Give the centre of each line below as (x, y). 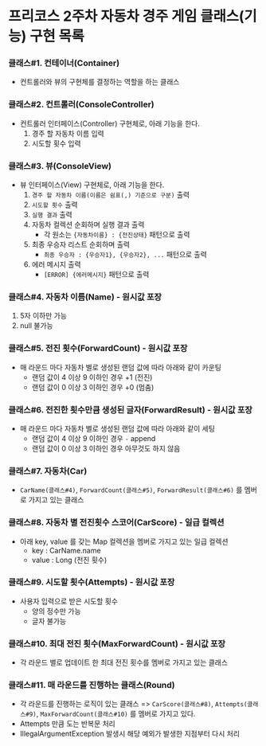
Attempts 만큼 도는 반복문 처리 (67, 724)
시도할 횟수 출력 (55, 205)
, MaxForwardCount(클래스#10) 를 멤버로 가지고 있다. (116, 714)
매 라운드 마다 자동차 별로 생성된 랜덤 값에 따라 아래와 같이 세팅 (117, 428)
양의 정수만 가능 (56, 611)
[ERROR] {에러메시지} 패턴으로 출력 (96, 275)
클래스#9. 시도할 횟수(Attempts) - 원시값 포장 (92, 582)
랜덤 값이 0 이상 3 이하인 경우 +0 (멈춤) (93, 387)
